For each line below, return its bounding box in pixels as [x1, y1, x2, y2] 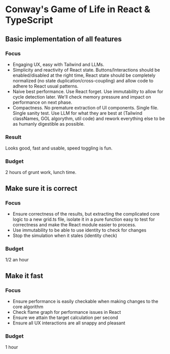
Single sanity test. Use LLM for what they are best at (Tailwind [12, 110, 143, 116]
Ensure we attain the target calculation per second [12, 314, 118, 321]
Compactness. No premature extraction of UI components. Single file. [12, 104, 159, 110]
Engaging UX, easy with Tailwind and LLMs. [12, 61, 105, 67]
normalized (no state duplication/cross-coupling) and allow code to [12, 77, 154, 83]
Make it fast [5, 271, 43, 280]
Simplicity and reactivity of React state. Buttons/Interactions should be [12, 67, 160, 73]
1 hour [5, 344, 18, 350]
